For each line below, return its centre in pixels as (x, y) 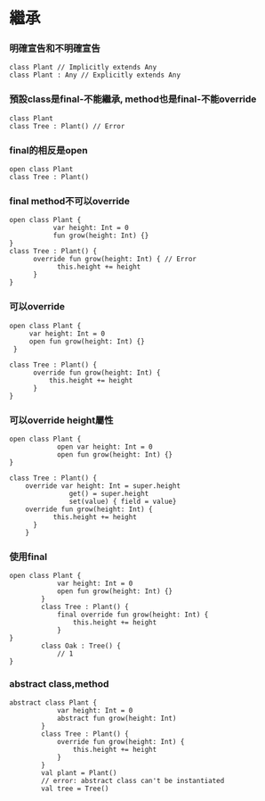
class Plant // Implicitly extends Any (83, 68)
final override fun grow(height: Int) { (132, 615)
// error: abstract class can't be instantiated (133, 780)
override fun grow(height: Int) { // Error (115, 260)
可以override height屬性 (61, 420)
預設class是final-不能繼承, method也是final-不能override (133, 99)
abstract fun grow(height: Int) (116, 718)
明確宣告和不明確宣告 (55, 48)
